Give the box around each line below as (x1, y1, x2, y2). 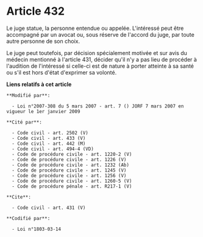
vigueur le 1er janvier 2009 (6, 108, 80, 114)
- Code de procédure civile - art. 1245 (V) (12, 167, 127, 173)
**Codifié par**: (6, 215, 51, 221)
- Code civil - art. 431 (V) (12, 205, 86, 211)
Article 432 (6, 4, 65, 18)
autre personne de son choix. (6, 37, 80, 45)
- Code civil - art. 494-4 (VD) (12, 145, 94, 152)
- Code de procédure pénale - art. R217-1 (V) (12, 183, 132, 189)
